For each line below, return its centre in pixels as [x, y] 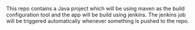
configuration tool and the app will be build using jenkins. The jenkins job [96, 15]
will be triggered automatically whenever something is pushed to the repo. [98, 21]
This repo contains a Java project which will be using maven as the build [96, 9]
